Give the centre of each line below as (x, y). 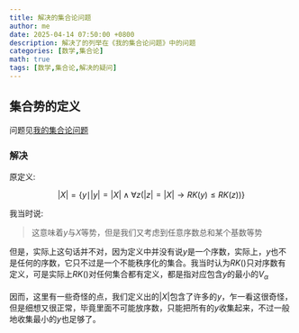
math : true (30, 59)
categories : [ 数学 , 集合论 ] (56, 51)
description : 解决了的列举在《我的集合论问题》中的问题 (103, 43)
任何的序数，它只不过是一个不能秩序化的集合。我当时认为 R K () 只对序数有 (151, 263)
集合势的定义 (45, 107)
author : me (30, 26)
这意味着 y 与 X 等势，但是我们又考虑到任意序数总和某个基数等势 (147, 232)
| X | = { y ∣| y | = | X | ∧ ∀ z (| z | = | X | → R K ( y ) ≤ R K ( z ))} (151, 194)
